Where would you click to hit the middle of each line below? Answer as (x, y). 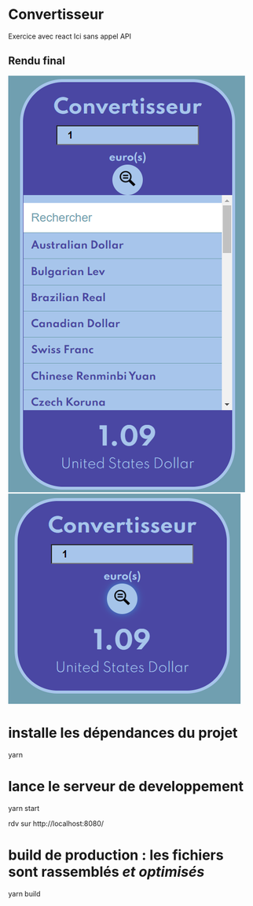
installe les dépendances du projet (123, 733)
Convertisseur (56, 15)
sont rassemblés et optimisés (106, 872)
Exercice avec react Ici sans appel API (70, 36)
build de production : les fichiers (116, 855)
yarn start (24, 808)
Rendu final (37, 61)
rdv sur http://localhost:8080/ (56, 823)
